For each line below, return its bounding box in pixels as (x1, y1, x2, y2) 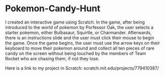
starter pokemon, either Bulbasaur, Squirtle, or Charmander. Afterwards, (5, 29, 152, 35)
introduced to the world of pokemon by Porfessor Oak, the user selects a (5, 24, 154, 30)
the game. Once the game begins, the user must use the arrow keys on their (5, 40, 160, 46)
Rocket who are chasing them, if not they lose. (5, 55, 100, 61)
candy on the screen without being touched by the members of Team (5, 50, 147, 56)
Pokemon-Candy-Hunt (5, 3, 100, 14)
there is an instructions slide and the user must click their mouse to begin (5, 35, 155, 41)
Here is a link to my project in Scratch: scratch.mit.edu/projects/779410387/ (5, 65, 159, 71)
